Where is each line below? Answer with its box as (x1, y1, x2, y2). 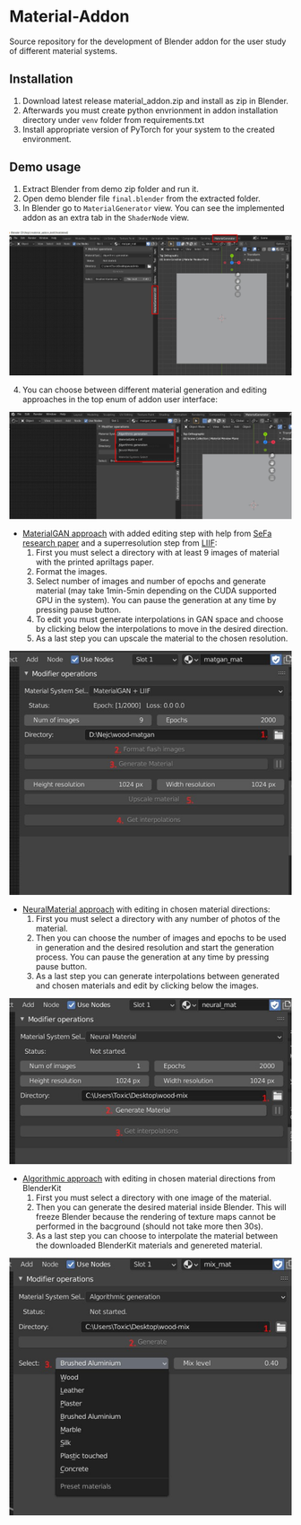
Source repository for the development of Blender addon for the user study (9, 36, 287, 47)
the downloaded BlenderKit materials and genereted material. (35, 1240, 262, 1251)
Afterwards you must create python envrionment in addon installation (21, 105, 279, 116)
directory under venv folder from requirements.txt (21, 114, 204, 125)
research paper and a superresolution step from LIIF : (21, 538, 218, 548)
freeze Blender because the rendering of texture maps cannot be (35, 1212, 276, 1223)
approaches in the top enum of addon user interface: (21, 393, 218, 405)
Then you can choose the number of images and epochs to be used (35, 932, 287, 943)
